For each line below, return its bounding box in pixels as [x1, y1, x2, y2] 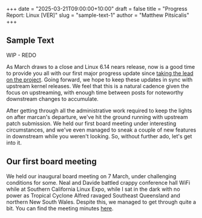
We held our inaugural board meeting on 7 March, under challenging [6, 172, 177, 180]
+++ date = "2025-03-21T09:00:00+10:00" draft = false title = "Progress [6, 5, 187, 12]
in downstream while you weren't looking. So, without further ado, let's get [6, 132, 192, 139]
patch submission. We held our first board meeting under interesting [6, 120, 177, 127]
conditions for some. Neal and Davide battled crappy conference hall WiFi [6, 179, 191, 186]
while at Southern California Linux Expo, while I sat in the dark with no [6, 185, 180, 193]
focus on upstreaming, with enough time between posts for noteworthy [6, 89, 184, 96]
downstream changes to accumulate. [6, 95, 99, 102]
